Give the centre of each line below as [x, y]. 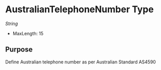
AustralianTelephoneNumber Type [79, 9]
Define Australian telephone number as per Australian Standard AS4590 [80, 62]
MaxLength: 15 [28, 33]
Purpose [19, 50]
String [12, 24]
